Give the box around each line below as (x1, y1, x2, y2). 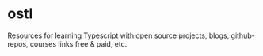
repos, (7, 39, 29, 48)
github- (231, 31, 255, 40)
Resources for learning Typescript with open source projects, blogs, (7, 31, 230, 40)
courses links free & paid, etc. (29, 39, 128, 48)
